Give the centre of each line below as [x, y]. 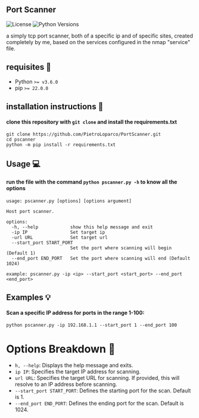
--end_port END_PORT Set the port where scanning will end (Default [101, 258]
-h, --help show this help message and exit [82, 227]
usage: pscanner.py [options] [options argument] [69, 201]
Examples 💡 [29, 298]
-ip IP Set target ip [58, 232]
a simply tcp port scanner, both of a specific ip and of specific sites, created [100, 36]
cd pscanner [21, 140]
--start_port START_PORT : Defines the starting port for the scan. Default [103, 391]
